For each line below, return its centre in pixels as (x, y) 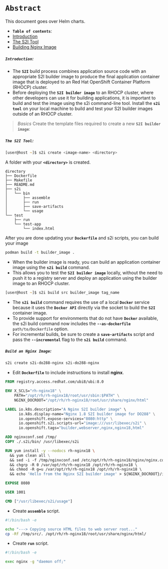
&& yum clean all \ (30, 456)
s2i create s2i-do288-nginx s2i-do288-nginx (52, 363)
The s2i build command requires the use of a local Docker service (81, 302)
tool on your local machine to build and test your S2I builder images (82, 108)
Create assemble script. (36, 511)
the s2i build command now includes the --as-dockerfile (71, 323)
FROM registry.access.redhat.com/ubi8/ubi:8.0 (54, 382)
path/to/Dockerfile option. (40, 329)
